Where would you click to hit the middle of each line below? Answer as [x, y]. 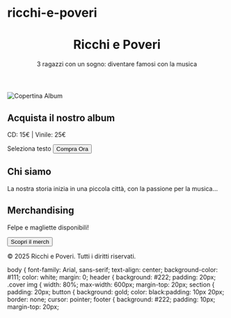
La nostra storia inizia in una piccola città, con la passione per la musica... [113, 188]
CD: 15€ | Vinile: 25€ [37, 135]
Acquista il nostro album [61, 118]
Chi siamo [29, 172]
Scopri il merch [30, 242]
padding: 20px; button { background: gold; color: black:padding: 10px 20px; [116, 291]
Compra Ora [72, 149]
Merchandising [41, 211]
